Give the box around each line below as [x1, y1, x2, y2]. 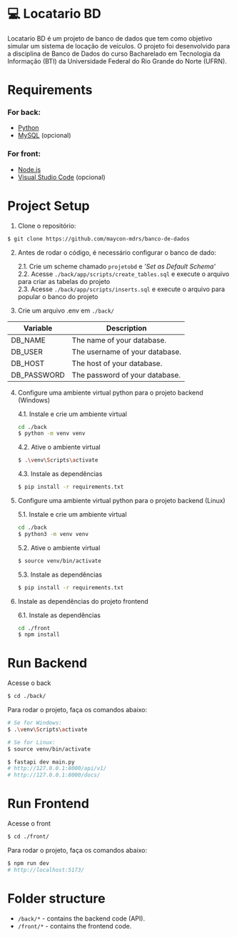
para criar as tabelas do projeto [17, 277, 111, 285]
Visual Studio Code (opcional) [17, 173, 106, 181]
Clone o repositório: [17, 221, 76, 230]
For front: [7, 149, 41, 159]
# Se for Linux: [7, 739, 56, 746]
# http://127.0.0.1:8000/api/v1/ [7, 765, 107, 772]
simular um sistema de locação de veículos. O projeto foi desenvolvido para [7, 41, 231, 50]
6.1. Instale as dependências [17, 611, 101, 619]
